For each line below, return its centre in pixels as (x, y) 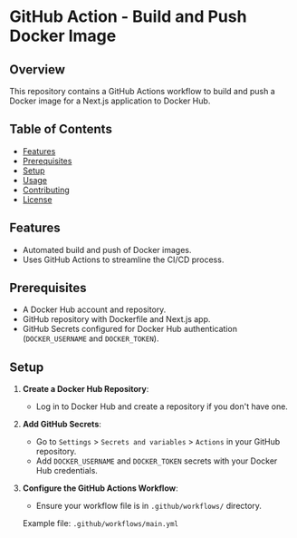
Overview (38, 69)
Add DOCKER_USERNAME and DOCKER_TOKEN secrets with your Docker (157, 461)
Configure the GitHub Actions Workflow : (100, 488)
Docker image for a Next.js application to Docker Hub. (110, 101)
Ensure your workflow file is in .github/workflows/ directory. (149, 506)
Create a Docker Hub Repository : (86, 389)
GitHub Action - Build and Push (128, 17)
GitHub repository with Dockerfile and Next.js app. (116, 319)
